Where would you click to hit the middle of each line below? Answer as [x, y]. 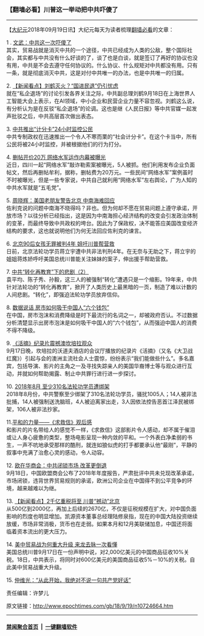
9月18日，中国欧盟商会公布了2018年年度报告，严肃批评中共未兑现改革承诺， [102, 473]
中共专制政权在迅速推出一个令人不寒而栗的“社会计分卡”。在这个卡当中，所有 [102, 137]
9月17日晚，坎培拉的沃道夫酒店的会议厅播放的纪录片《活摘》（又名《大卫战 [100, 351]
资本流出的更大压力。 [43, 532]
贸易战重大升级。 [43, 567]
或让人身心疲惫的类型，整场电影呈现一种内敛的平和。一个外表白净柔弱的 [97, 437]
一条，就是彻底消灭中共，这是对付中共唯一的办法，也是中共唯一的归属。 [97, 73]
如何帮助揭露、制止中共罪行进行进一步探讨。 [83, 374]
